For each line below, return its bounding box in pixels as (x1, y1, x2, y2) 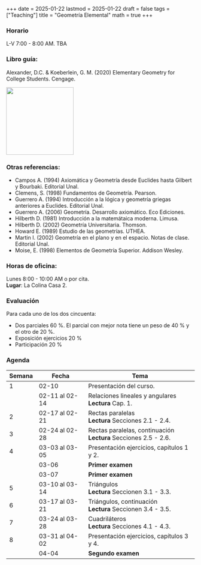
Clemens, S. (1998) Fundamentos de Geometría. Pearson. (14, 189, 157, 196)
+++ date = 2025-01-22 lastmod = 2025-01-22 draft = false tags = (6, 5, 170, 12)
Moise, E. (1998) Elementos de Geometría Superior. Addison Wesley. (14, 246, 184, 254)
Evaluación (6, 297, 39, 305)
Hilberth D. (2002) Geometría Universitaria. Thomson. (14, 221, 148, 228)
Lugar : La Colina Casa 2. (6, 282, 68, 289)
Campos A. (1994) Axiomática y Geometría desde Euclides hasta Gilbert (14, 177, 193, 184)
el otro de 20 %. (14, 328, 55, 336)
